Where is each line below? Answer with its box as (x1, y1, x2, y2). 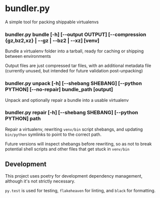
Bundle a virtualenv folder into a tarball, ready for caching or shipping (5, 48, 144, 54)
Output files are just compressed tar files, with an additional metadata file (5, 63, 151, 68)
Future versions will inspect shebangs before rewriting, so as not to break (5, 141, 152, 147)
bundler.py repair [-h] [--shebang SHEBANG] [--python (5, 109, 138, 116)
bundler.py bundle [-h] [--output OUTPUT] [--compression (5, 31, 146, 38)
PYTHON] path (5, 115, 41, 122)
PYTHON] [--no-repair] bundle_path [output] (5, 86, 113, 93)
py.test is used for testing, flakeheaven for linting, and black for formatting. (5, 187, 156, 193)
